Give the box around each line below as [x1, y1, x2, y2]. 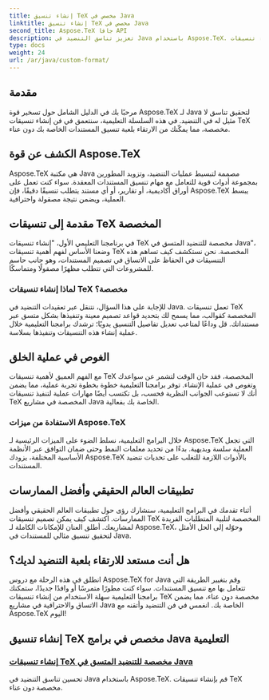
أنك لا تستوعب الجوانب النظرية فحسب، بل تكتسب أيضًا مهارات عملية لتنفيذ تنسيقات [9, 388, 258, 398]
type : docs [9, 42, 45, 50]
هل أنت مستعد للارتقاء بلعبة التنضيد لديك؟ [9, 553, 190, 567]
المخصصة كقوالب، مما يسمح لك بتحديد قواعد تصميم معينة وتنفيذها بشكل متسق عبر [9, 310, 256, 320]
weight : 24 [9, 49, 45, 57]
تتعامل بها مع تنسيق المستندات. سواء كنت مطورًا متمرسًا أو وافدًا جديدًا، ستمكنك [9, 583, 246, 593]
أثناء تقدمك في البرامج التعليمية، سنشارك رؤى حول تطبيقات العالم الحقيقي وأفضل [9, 505, 252, 515]
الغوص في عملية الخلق [9, 351, 110, 364]
